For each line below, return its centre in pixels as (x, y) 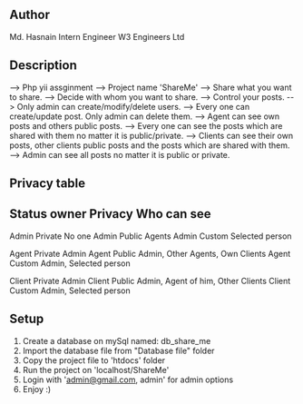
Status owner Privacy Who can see (110, 214)
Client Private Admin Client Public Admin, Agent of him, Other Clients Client (150, 281)
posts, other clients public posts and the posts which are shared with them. (150, 145)
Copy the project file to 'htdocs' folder (94, 360)
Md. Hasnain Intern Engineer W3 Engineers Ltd (97, 36)
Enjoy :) (37, 389)
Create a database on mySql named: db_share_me (117, 340)
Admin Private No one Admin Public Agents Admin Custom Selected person (151, 236)
